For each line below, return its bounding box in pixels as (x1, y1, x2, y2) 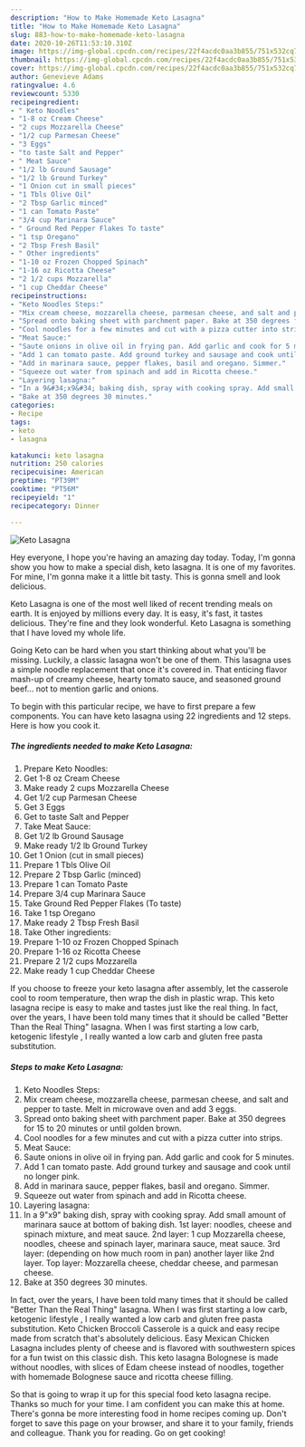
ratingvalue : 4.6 (10, 81, 76, 90)
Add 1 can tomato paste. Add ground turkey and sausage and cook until (23, 1162, 291, 1172)
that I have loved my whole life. (10, 627, 126, 638)
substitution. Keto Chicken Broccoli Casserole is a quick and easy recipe (10, 1324, 280, 1335)
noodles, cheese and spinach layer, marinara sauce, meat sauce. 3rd (23, 1239, 281, 1249)
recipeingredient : (10, 97, 80, 107)
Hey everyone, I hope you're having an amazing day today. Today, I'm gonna (10, 552, 296, 563)
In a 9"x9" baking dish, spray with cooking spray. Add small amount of (23, 1210, 286, 1220)
